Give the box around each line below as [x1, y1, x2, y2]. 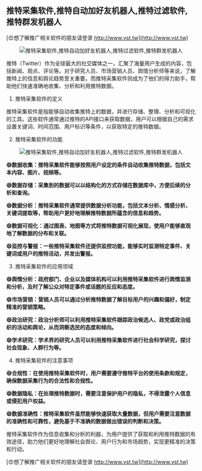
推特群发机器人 [6, 17, 62, 27]
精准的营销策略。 [6, 303, 49, 310]
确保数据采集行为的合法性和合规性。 [6, 377, 96, 384]
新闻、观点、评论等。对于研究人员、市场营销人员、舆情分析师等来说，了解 [11, 67, 196, 74]
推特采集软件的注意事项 [14, 357, 73, 364]
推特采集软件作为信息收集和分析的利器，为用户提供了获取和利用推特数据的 [6, 430, 191, 437]
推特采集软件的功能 [14, 135, 63, 143]
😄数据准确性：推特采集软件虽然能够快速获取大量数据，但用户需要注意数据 [6, 410, 191, 417]
